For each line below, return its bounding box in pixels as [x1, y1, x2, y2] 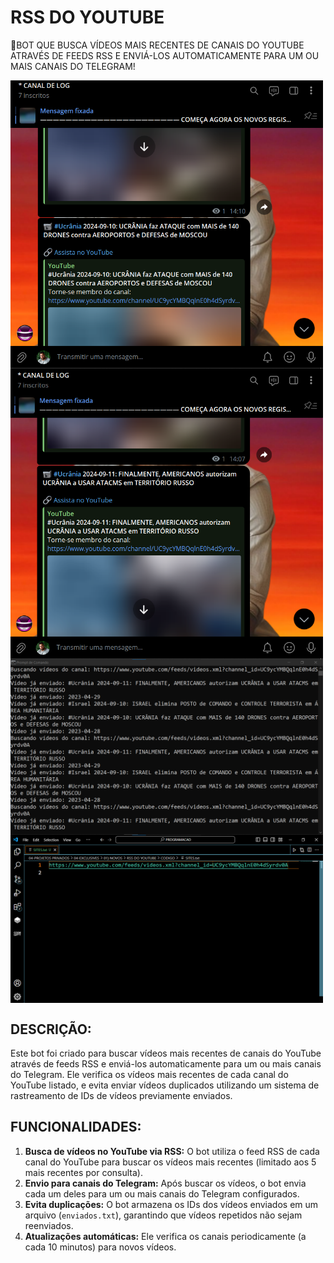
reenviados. [24, 1219, 74, 1231]
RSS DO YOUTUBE [10, 6, 165, 29]
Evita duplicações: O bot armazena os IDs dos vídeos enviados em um [24, 1198, 319, 1210]
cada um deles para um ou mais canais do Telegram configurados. [24, 1187, 300, 1200]
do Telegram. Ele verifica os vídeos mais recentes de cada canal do [10, 1069, 289, 1081]
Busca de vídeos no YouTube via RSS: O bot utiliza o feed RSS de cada [24, 1145, 320, 1157]
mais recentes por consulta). [24, 1166, 143, 1178]
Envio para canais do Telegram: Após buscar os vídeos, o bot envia [24, 1177, 307, 1189]
